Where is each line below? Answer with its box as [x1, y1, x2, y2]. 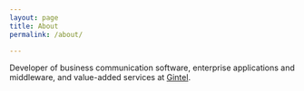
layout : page [9, 13, 59, 23]
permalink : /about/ [9, 30, 83, 39]
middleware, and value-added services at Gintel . [9, 72, 191, 83]
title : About [9, 22, 59, 31]
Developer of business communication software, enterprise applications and [9, 62, 295, 73]
